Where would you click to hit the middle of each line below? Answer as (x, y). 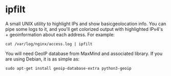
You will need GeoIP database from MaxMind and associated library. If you (84, 53)
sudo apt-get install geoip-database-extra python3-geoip (68, 68)
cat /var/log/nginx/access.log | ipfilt (49, 44)
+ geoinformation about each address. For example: (60, 34)
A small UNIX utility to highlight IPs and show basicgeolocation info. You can (86, 24)
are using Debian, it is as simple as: (42, 59)
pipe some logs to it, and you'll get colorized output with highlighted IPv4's (84, 29)
